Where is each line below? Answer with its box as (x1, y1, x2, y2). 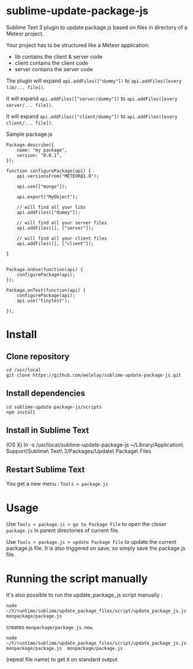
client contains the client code (14, 59, 89, 66)
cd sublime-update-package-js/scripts (6, 404, 102, 410)
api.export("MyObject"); (17, 194, 78, 200)
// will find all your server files (17, 219, 108, 226)
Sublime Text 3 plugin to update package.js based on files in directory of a (6, 24, 188, 31)
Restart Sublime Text (6, 464, 85, 474)
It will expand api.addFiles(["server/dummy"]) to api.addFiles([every (6, 95, 178, 102)
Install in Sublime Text (6, 425, 89, 435)
